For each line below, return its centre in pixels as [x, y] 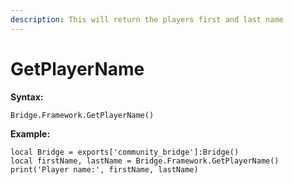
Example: [30, 133]
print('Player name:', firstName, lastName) [104, 169]
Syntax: [27, 97]
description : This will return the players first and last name [147, 19]
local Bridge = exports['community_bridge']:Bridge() [125, 152]
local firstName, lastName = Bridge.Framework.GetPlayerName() [145, 161]
